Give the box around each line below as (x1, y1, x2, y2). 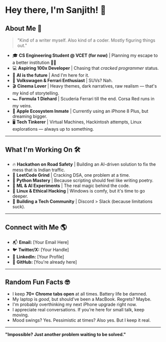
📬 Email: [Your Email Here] (12, 239, 69, 245)
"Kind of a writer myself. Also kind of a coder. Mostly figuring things (17, 37, 156, 43)
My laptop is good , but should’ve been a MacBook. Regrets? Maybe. (12, 296, 152, 302)
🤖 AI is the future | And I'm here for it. (12, 72, 90, 78)
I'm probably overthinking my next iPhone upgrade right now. (12, 301, 137, 307)
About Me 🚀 (5, 24, 42, 33)
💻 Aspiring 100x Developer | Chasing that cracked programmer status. (12, 65, 159, 71)
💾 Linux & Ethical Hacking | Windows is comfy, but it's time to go (12, 188, 145, 194)
